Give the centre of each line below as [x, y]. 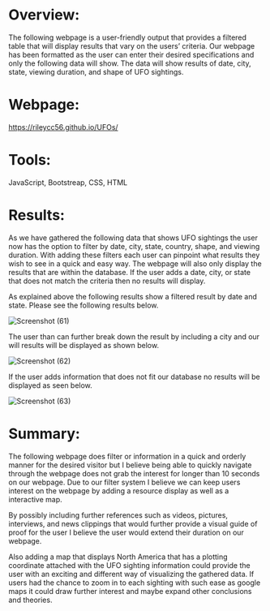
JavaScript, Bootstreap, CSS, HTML [68, 182]
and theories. [30, 600]
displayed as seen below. [51, 385]
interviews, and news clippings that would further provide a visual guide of [133, 523]
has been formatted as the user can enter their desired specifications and [131, 54]
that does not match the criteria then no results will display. [107, 281]
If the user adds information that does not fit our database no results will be [135, 376]
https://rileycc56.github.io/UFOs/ [64, 127]
